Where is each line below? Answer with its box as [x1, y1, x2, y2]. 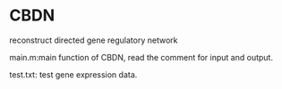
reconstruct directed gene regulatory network [9, 35, 178, 45]
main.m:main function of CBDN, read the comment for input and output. [9, 52, 273, 62]
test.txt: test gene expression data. [9, 69, 138, 80]
